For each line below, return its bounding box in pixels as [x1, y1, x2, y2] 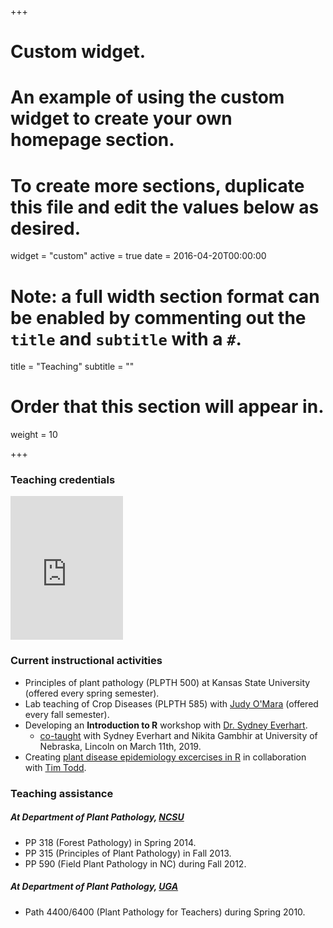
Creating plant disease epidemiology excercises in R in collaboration [24, 751, 307, 763]
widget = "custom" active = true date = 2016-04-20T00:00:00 [10, 250, 267, 262]
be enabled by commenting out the [10, 306, 307, 329]
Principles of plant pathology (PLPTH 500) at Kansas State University [24, 676, 311, 688]
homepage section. [10, 129, 175, 151]
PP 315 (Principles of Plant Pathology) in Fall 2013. [24, 847, 232, 859]
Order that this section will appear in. [10, 396, 325, 418]
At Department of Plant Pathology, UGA [10, 881, 179, 893]
